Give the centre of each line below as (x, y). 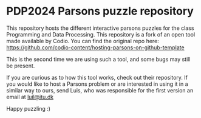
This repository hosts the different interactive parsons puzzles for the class (100, 28)
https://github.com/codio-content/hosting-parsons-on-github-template (95, 47)
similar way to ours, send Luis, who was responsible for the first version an (100, 90)
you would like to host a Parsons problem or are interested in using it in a (97, 84)
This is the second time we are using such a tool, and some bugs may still (98, 59)
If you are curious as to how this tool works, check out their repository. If (97, 77)
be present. (21, 66)
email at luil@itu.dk (30, 97)
